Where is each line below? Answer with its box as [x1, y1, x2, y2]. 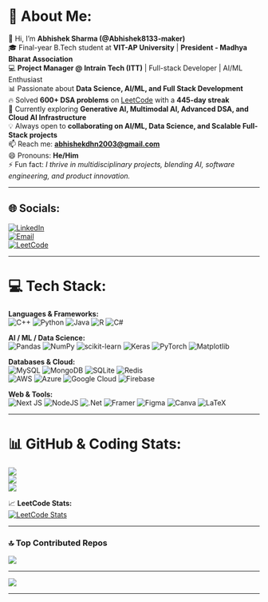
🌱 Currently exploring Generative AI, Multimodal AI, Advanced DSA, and [8, 104, 249, 114]
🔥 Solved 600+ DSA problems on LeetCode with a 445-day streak [8, 95, 230, 105]
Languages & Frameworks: [8, 309, 99, 318]
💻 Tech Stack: [8, 277, 107, 295]
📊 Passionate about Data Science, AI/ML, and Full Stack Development [8, 83, 243, 93]
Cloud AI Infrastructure [8, 112, 87, 122]
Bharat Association [8, 54, 73, 63]
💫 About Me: [8, 7, 93, 26]
